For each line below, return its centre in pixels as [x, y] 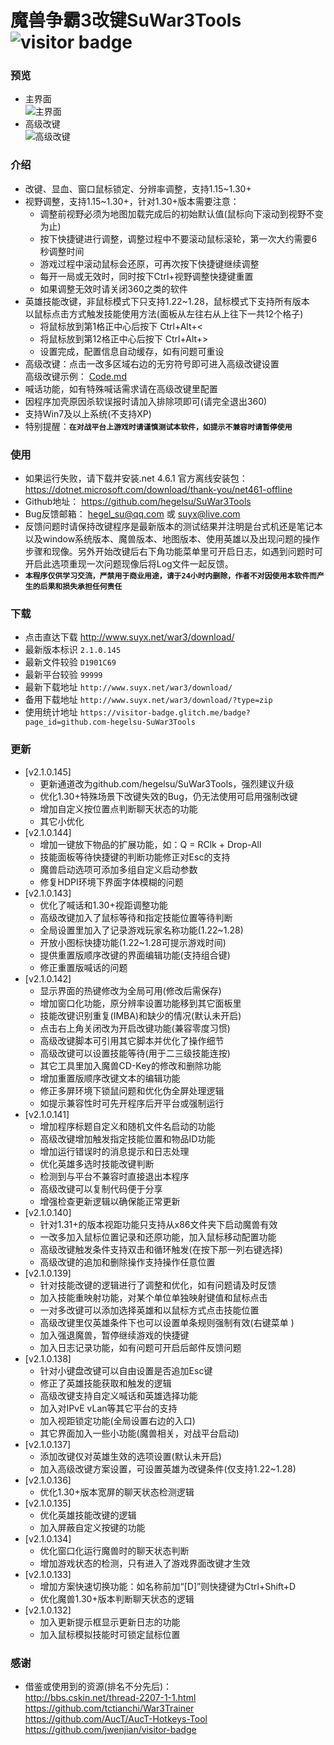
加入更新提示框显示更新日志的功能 [110, 1622]
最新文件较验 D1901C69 [70, 662]
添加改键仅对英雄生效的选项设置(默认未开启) [130, 1456]
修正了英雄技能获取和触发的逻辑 [105, 1383]
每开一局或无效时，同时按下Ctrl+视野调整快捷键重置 [146, 276]
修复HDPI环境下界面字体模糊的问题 [111, 882]
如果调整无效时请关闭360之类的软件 [113, 288]
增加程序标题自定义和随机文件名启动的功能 [127, 1126]
